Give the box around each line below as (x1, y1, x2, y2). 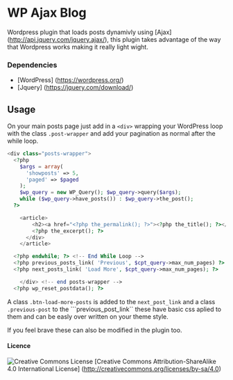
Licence (7, 342, 31, 350)
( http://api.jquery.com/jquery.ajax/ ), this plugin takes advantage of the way (7, 35, 221, 43)
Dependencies (7, 60, 58, 70)
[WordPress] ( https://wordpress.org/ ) (17, 76, 124, 84)
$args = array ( (19, 163, 64, 170)
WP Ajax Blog (7, 5, 87, 21)
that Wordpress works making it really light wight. (7, 42, 149, 51)
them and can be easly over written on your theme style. (7, 312, 169, 321)
